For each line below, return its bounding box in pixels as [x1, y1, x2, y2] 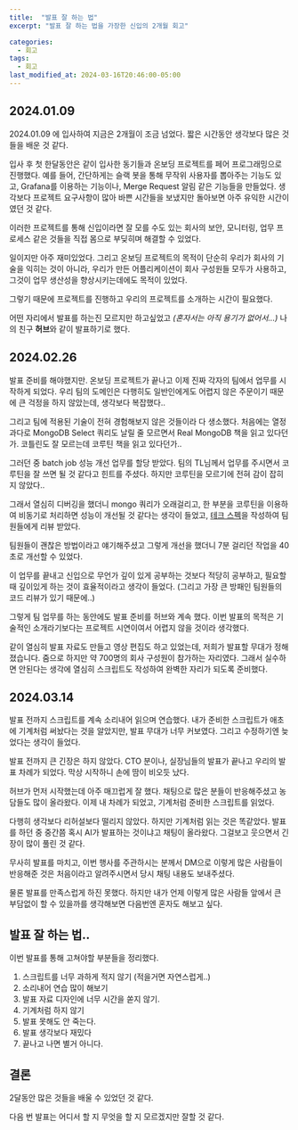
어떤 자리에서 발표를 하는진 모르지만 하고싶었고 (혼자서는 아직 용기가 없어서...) [9, 312, 278, 323]
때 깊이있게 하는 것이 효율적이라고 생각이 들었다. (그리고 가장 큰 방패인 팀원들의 [9, 581, 283, 591]
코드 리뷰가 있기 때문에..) [9, 592, 95, 603]
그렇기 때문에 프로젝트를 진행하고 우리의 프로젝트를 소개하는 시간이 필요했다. [9, 293, 273, 304]
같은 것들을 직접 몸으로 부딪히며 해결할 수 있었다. [32, 233, 202, 243]
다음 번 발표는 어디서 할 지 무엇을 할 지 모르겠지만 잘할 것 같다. [9, 1111, 225, 1122]
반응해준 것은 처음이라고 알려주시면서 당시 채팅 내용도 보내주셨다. [9, 869, 236, 879]
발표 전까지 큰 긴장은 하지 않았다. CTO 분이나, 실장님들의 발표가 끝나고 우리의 [9, 755, 278, 767]
